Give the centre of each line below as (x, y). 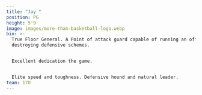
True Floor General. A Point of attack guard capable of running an (99, 39)
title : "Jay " (24, 12)
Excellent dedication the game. (52, 61)
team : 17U (19, 82)
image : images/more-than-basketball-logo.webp (66, 28)
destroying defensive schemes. (51, 45)
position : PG (23, 17)
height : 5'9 (21, 23)
